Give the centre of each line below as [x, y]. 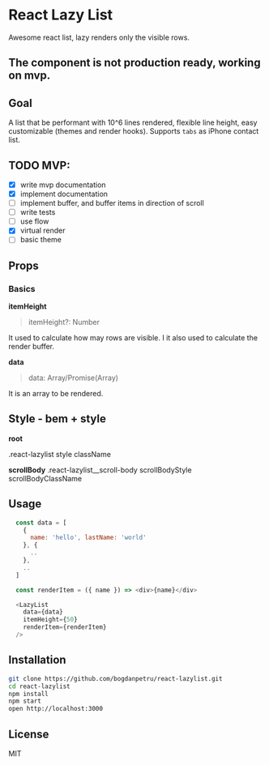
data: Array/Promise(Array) [73, 378]
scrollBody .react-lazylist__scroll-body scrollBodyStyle [100, 470]
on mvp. [30, 76]
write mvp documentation [63, 185]
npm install [28, 694]
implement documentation [64, 194]
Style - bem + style [58, 419]
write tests [38, 212]
